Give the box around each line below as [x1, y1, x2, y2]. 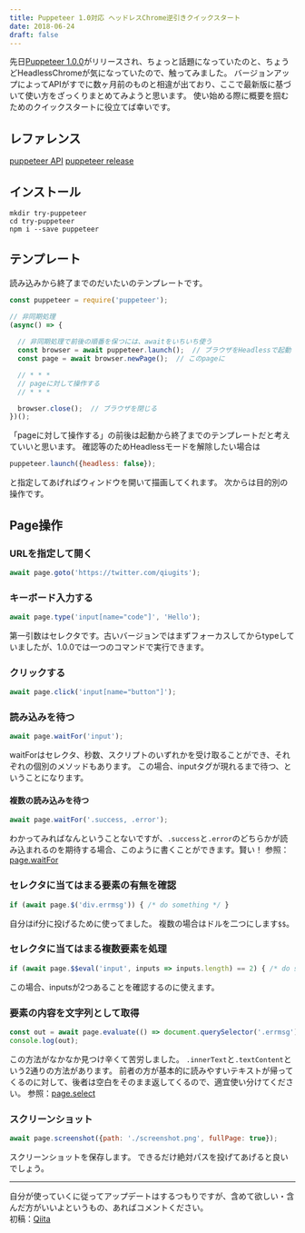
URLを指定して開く [9, 547, 93, 560]
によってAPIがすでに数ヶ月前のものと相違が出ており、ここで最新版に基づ [16, 79, 292, 90]
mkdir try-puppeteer [9, 209, 88, 218]
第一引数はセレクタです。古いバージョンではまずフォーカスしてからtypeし [9, 630, 288, 641]
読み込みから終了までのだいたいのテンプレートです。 [9, 277, 208, 288]
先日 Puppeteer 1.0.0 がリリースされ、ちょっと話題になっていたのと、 [9, 56, 266, 67]
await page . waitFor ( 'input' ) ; [9, 732, 124, 741]
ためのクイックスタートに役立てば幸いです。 [9, 102, 175, 113]
